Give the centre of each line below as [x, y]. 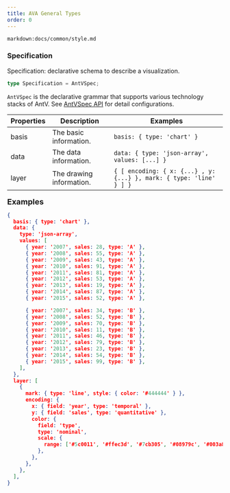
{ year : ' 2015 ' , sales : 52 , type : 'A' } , [85, 298]
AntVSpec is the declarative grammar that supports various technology [105, 96]
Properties [28, 121]
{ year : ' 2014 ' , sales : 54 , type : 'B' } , [85, 355]
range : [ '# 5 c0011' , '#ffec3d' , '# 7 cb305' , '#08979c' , [122, 445]
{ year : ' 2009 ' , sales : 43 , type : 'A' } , [85, 260]
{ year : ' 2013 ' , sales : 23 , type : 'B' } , [85, 349]
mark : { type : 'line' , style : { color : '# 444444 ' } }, [105, 393]
